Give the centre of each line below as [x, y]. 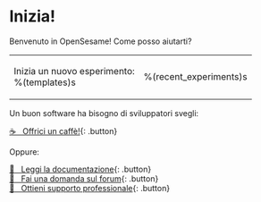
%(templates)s [45, 82]
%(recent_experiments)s [195, 76]
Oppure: [25, 151]
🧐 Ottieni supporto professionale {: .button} [90, 188]
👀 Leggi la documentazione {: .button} [80, 169]
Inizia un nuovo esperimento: [75, 71]
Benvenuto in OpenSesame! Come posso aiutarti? [101, 41]
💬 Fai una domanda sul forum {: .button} [84, 178]
